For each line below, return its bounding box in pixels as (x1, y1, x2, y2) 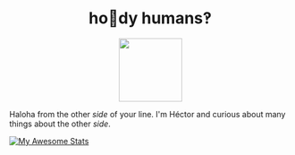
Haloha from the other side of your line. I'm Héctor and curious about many (9, 108, 286, 119)
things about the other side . (9, 118, 112, 129)
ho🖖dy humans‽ (88, 8, 212, 29)
